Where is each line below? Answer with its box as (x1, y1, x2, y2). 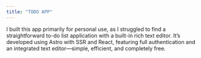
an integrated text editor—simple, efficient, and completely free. (6, 45, 166, 52)
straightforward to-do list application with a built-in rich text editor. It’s (6, 31, 180, 39)
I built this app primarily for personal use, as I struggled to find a (6, 25, 166, 33)
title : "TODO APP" (6, 8, 53, 15)
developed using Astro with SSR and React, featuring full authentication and (6, 38, 196, 45)
